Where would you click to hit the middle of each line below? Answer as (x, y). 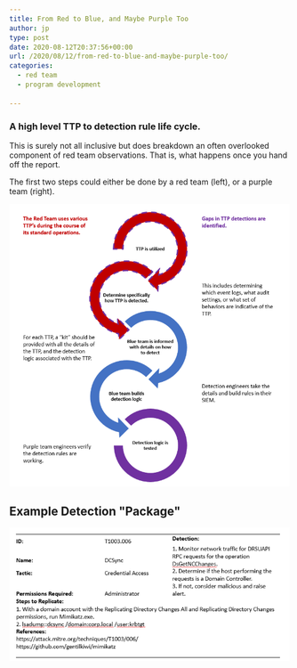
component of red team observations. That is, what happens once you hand (148, 155)
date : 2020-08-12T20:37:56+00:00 (71, 47)
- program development (59, 85)
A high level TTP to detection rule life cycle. (105, 126)
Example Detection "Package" (95, 512)
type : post (29, 37)
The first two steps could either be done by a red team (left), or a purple (141, 182)
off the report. (35, 164)
